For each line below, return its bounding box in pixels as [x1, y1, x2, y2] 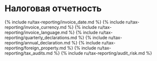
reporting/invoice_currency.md [4, 24, 67, 30]
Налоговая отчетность [4, 3, 102, 14]
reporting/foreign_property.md [4, 45, 67, 51]
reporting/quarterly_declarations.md [4, 35, 77, 41]
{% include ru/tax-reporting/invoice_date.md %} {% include [4, 19, 125, 25]
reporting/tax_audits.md [4, 50, 53, 56]
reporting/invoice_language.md [4, 29, 68, 35]
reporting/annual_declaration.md [4, 40, 70, 45]
